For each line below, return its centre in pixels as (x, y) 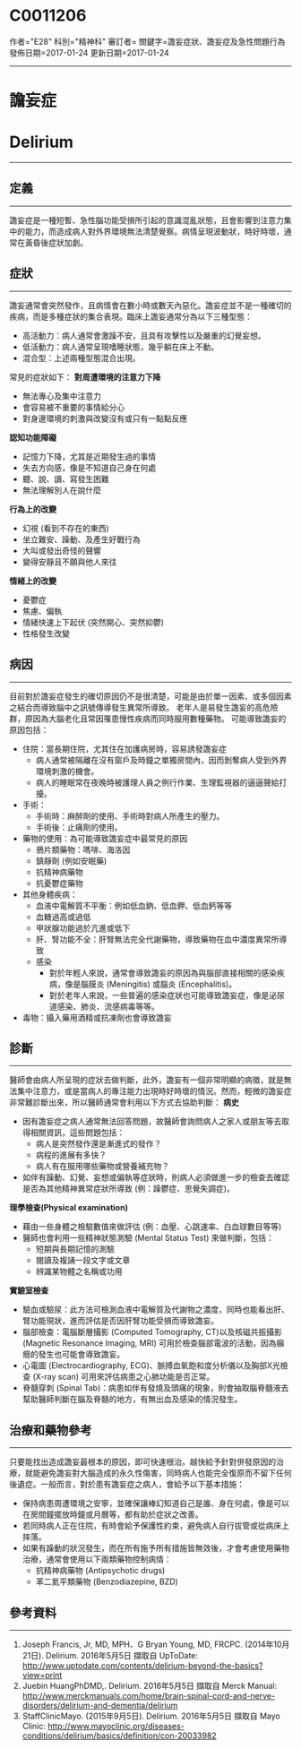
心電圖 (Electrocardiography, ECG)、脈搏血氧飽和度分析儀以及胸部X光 (151, 1366)
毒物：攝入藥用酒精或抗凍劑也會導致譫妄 (97, 1017)
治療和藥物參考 (51, 1430)
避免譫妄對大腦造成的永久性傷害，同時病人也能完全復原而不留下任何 (166, 1473)
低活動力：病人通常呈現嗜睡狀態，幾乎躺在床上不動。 (120, 347)
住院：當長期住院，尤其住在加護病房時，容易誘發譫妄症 (124, 748)
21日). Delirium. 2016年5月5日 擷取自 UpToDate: (110, 1655)
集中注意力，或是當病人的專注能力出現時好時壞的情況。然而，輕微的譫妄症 (154, 1091)
